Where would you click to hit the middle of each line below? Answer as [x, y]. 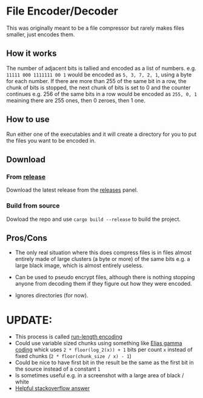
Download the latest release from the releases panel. [72, 190]
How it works [32, 54]
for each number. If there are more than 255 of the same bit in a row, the [96, 81]
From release [26, 177]
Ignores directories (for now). [52, 295]
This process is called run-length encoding [69, 337]
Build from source [33, 206]
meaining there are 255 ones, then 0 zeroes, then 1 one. [76, 100]
